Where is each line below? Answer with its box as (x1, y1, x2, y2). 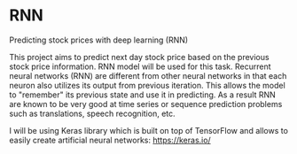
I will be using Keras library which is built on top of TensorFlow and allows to (9, 125, 288, 135)
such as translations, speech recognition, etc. (9, 108, 176, 119)
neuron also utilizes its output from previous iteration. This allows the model (9, 80, 285, 90)
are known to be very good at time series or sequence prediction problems (9, 98, 283, 109)
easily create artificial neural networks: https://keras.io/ (9, 135, 211, 145)
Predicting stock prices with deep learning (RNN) (9, 35, 189, 45)
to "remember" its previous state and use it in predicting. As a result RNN (9, 89, 277, 100)
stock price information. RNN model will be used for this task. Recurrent (9, 61, 271, 72)
